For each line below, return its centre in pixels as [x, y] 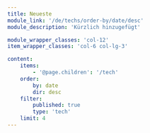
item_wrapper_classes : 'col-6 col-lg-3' [68, 47]
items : [30, 66]
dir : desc [47, 92]
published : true [57, 105]
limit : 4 [33, 118]
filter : [31, 99]
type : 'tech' [52, 112]
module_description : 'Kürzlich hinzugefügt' [74, 27]
